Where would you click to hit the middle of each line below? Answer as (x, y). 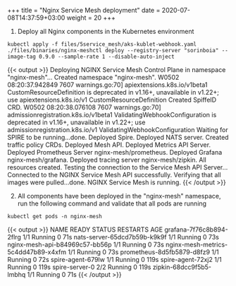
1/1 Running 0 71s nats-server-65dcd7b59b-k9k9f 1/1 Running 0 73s (121, 237)
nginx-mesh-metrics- (196, 244)
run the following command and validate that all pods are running (112, 203)
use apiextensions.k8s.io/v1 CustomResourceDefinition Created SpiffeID (112, 100)
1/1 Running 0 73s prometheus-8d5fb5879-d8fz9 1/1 (144, 252)
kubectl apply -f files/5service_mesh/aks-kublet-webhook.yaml (102, 44)
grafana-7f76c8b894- (196, 230)
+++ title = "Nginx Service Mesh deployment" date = (84, 10)
